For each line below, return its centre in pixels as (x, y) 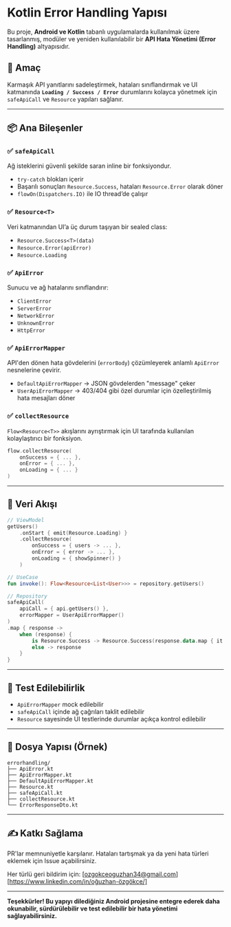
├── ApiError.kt (30, 769)
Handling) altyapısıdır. (38, 46)
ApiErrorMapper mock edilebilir (60, 704)
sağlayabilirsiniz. (32, 915)
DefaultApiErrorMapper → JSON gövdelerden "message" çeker (106, 384)
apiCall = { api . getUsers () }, (64, 609)
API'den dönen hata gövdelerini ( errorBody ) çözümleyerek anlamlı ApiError (113, 363)
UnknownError (36, 324)
